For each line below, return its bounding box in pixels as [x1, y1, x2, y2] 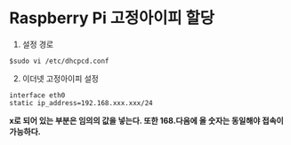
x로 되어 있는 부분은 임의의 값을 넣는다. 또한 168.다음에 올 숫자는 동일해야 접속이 [9, 115, 284, 126]
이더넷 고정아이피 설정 [21, 72, 100, 84]
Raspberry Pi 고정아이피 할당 [9, 8, 215, 28]
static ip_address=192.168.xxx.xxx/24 [9, 98, 153, 107]
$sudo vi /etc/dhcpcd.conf [9, 57, 109, 65]
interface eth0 [9, 90, 66, 100]
